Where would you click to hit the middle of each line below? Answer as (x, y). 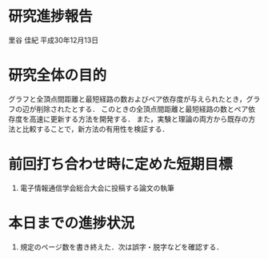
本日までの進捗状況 (72, 223)
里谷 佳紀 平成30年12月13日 (53, 40)
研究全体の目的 (58, 76)
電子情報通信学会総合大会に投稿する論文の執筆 (97, 188)
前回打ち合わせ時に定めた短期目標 (121, 164)
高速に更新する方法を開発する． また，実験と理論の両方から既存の (139, 119)
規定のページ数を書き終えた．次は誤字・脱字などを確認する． (122, 247)
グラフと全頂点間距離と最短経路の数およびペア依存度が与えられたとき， (127, 99)
